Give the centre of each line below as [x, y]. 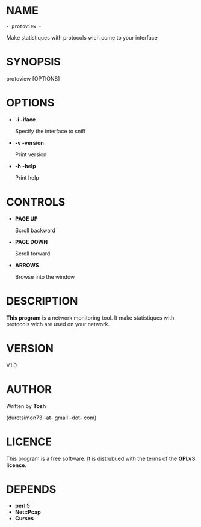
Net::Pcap [28, 512]
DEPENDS [31, 489]
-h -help [25, 166]
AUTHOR [29, 389]
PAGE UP [26, 218]
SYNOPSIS [34, 62]
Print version [31, 154]
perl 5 [22, 506]
